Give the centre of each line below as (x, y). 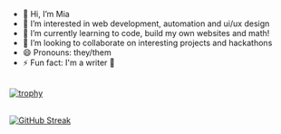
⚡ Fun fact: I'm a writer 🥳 (68, 62)
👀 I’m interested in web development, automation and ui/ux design (146, 24)
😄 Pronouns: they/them (67, 53)
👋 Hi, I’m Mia (46, 14)
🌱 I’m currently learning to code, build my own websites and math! (146, 33)
